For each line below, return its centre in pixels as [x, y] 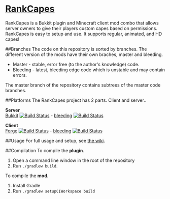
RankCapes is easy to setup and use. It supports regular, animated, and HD [84, 34]
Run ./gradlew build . [35, 165]
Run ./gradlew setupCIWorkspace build [54, 191]
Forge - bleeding [38, 131]
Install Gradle [26, 185]
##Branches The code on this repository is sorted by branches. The [76, 49]
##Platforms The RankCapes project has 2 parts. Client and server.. [76, 100]
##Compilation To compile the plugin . [45, 150]
